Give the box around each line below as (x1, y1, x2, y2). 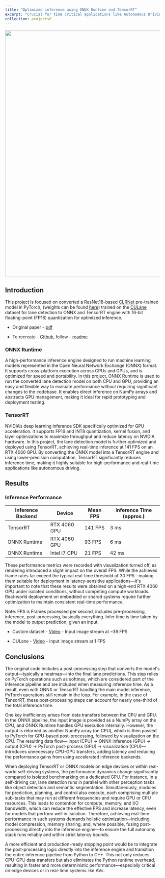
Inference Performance (5, 494, 62, 501)
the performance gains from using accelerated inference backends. (5, 754, 142, 760)
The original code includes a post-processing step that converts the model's (5, 666, 160, 672)
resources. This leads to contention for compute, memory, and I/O (5, 800, 139, 806)
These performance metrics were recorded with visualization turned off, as (5, 562, 157, 568)
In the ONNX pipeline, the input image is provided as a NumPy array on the (5, 717, 156, 723)
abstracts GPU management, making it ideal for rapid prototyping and (5, 394, 146, 400)
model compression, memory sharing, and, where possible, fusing (5, 821, 139, 827)
